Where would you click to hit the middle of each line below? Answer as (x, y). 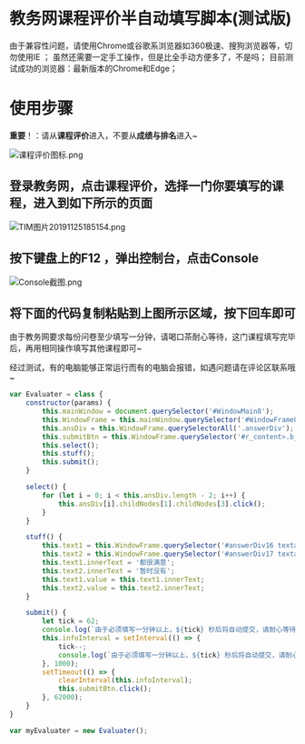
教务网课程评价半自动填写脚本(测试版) (151, 19)
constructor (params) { (69, 403)
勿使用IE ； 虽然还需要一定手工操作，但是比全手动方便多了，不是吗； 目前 (148, 56)
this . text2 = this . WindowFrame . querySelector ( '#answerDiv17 (158, 554)
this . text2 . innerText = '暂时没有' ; (108, 571)
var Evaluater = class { (56, 395)
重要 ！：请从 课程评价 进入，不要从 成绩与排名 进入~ (103, 135)
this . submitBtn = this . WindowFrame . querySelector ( (140, 437)
